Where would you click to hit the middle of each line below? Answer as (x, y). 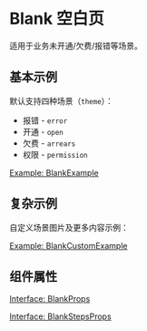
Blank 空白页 (57, 19)
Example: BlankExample (54, 172)
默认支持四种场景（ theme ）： (61, 100)
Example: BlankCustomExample (69, 245)
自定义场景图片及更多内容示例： (69, 227)
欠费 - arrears (49, 143)
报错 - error (45, 120)
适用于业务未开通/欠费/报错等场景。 (76, 46)
